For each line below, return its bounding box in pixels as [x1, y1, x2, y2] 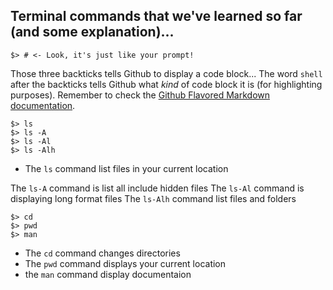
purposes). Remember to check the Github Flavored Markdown [10, 89, 271, 101]
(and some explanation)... [10, 24, 175, 41]
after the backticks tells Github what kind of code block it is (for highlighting [10, 78, 323, 90]
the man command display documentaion [24, 268, 192, 280]
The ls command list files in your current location [24, 162, 229, 174]
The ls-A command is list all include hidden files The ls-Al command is [10, 182, 305, 194]
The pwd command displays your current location [24, 257, 227, 269]
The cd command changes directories [24, 247, 181, 259]
